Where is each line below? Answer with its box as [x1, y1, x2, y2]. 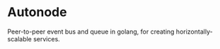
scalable [7, 34, 32, 43]
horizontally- [175, 27, 214, 36]
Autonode [7, 4, 67, 20]
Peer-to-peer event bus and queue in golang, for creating [7, 27, 175, 36]
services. [33, 34, 60, 43]
